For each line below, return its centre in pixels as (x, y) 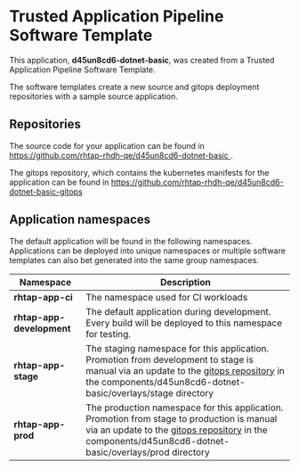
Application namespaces (80, 220)
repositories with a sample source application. (93, 96)
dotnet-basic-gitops (46, 191)
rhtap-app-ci (43, 297)
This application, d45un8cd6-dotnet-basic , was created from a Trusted (142, 60)
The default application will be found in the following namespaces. (131, 241)
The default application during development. (178, 311)
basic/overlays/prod (128, 452)
